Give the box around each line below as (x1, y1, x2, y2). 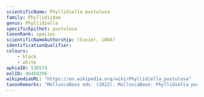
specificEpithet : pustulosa (6, 25, 78, 32)
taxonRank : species (6, 31, 56, 37)
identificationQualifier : (6, 43, 72, 49)
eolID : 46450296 (6, 70, 47, 77)
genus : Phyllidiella (6, 20, 59, 26)
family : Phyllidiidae (6, 14, 61, 20)
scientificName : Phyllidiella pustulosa (6, 8, 110, 15)
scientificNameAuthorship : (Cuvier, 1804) (6, 37, 115, 43)
